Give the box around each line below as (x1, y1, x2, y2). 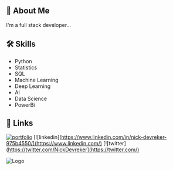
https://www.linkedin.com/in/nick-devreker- (61, 134, 167, 141)
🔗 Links (6, 118, 33, 128)
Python (14, 57, 32, 64)
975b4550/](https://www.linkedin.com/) (6, 140, 103, 147)
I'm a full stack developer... (6, 21, 72, 28)
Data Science (14, 95, 48, 102)
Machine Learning (14, 76, 59, 83)
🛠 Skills (6, 39, 36, 49)
